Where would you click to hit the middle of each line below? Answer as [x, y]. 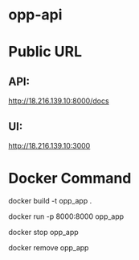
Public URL [45, 52]
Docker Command [70, 178]
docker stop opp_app [43, 232]
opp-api [35, 15]
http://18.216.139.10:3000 [49, 146]
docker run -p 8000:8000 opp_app [66, 216]
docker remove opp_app [49, 247]
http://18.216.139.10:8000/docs [59, 101]
